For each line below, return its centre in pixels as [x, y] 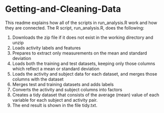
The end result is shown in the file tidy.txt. [55, 105]
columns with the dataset [38, 79]
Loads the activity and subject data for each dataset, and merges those [85, 74]
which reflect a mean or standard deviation [56, 69]
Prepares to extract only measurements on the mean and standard [80, 53]
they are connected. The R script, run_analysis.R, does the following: [75, 28]
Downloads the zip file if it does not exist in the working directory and [83, 37]
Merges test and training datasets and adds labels [63, 84]
